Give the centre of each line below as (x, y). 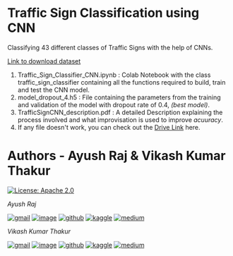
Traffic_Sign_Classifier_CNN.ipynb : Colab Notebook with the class (114, 75)
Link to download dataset (44, 61)
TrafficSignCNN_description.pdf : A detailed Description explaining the (120, 112)
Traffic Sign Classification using (103, 13)
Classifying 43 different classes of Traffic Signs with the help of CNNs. (110, 47)
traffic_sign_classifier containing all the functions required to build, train (121, 82)
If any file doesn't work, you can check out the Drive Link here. (109, 127)
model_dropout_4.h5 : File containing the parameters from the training (119, 97)
